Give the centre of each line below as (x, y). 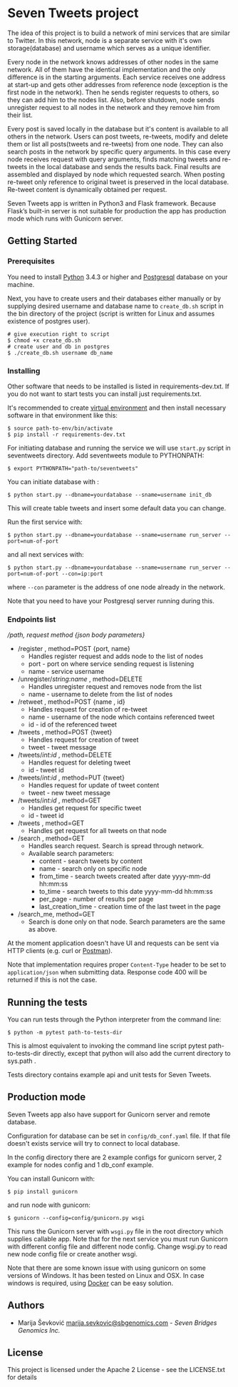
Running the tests (47, 1002)
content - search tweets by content (90, 861)
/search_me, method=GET (56, 914)
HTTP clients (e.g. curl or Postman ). (60, 951)
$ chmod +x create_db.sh (44, 341)
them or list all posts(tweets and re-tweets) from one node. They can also (115, 143)
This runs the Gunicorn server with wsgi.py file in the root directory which (115, 1231)
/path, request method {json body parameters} (76, 635)
